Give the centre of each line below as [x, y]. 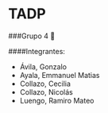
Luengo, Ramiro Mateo [57, 100]
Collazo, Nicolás [46, 92]
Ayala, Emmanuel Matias [60, 75]
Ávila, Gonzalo [43, 66]
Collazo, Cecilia [45, 84]
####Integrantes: [37, 51]
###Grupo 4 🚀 [32, 36]
